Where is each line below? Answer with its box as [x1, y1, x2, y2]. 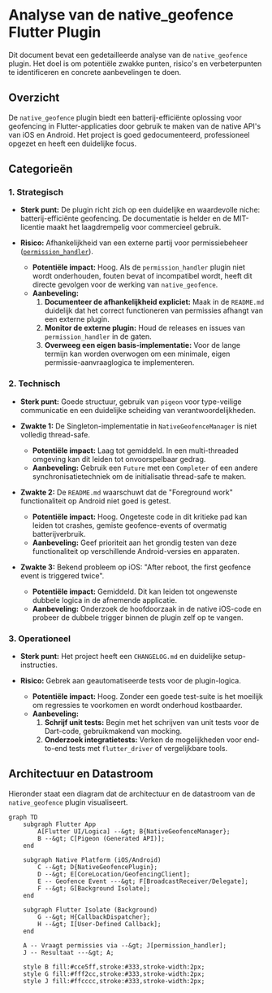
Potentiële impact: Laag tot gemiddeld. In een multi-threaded [32, 446, 240, 455]
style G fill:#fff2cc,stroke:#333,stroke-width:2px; [23, 969, 205, 978]
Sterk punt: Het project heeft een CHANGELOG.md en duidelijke [19, 652, 222, 661]
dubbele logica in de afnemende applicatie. [32, 595, 178, 604]
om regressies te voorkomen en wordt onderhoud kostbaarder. [32, 701, 243, 710]
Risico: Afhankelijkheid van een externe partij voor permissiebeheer [19, 238, 248, 248]
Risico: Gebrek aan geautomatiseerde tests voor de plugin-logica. [19, 676, 241, 686]
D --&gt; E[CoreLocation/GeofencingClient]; [37, 870, 191, 878]
